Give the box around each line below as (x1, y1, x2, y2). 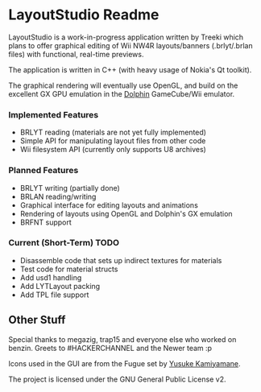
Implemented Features (8, 109, 99, 120)
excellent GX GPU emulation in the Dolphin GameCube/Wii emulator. (8, 89, 235, 98)
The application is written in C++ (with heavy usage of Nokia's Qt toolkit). (8, 64, 252, 74)
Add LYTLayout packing (19, 281, 101, 291)
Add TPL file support (19, 290, 89, 299)
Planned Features (8, 165, 79, 176)
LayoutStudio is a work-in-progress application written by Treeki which (8, 32, 244, 42)
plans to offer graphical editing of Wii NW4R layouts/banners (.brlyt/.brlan (8, 40, 253, 50)
